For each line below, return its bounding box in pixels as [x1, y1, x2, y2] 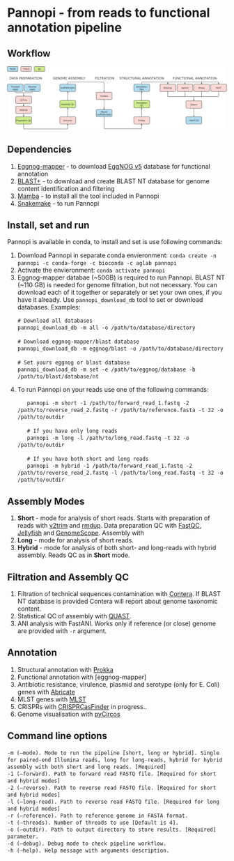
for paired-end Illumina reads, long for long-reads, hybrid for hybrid [7, 756, 223, 763]
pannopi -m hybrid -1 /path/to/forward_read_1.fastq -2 [26, 462, 193, 470]
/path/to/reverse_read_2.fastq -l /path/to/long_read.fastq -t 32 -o [17, 469, 224, 477]
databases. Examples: [17, 303, 81, 312]
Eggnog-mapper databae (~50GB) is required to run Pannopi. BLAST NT [17, 273, 225, 282]
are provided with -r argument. [17, 626, 107, 635]
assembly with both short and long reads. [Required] [7, 763, 167, 770]
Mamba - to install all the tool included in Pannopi [17, 192, 159, 200]
